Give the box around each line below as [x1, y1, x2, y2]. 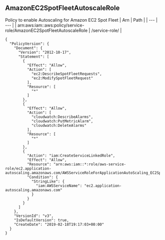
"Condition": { [27, 175, 58, 180]
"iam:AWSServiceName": [36, 183, 82, 188]
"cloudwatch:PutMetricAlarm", [31, 119, 93, 123]
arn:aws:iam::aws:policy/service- [17, 22, 84, 28]
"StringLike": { [31, 179, 65, 184]
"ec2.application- [84, 183, 122, 188]
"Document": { [14, 45, 43, 51]
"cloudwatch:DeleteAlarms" [31, 123, 87, 128]
